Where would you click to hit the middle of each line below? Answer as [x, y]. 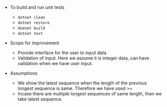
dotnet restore [33, 23]
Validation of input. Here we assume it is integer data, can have [83, 58]
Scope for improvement [35, 43]
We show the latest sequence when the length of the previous [82, 83]
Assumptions [24, 73]
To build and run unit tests [37, 7]
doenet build [31, 28]
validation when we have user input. [55, 63]
